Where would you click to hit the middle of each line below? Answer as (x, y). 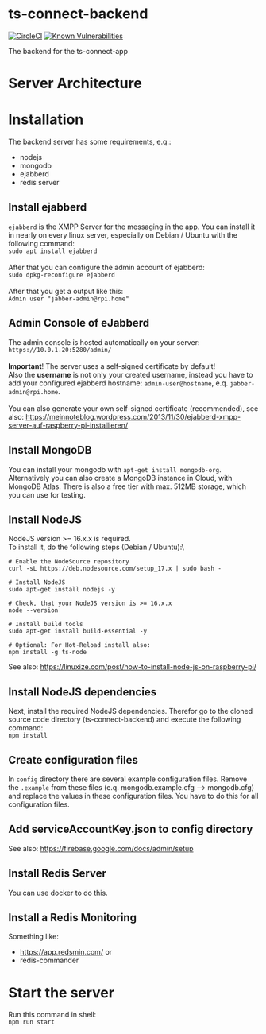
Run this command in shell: (52, 1015)
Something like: (34, 937)
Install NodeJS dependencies (83, 692)
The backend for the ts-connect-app (68, 51)
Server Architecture (75, 83)
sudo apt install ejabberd (53, 251)
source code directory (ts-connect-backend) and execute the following (125, 719)
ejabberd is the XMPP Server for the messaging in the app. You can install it (132, 227)
